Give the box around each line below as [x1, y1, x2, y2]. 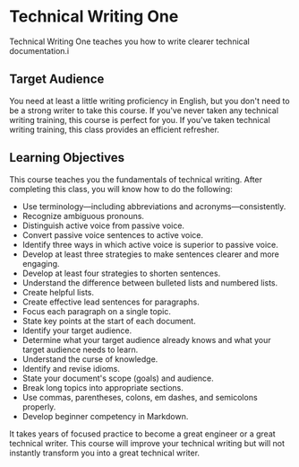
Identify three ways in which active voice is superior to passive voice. [21, 239, 279, 250]
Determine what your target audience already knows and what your [21, 334, 271, 345]
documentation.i [9, 45, 70, 56]
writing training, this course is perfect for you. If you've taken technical [9, 114, 270, 125]
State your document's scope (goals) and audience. [21, 373, 214, 383]
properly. [21, 401, 56, 412]
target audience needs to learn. [21, 344, 139, 355]
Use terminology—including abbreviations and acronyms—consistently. [21, 200, 286, 212]
